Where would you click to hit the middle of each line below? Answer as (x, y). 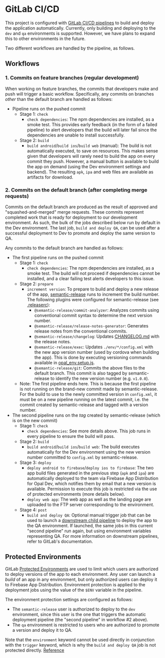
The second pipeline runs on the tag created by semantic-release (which (86, 415)
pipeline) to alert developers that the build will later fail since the (92, 130)
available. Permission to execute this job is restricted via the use (92, 489)
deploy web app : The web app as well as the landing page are (89, 499)
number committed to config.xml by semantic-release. (82, 457)
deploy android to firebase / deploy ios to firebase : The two (90, 468)
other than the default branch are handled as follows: (59, 99)
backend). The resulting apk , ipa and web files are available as (90, 172)
